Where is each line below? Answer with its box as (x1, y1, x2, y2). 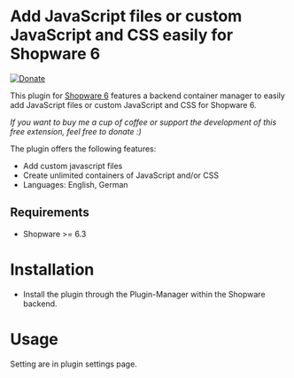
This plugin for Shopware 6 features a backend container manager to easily (10, 90, 286, 101)
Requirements (10, 205, 89, 220)
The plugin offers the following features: (10, 143, 157, 154)
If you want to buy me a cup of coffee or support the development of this (10, 117, 277, 127)
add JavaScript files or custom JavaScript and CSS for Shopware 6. (10, 99, 257, 110)
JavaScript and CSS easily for (10, 25, 234, 45)
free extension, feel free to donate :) (10, 126, 143, 136)
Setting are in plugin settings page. (10, 359, 138, 369)
